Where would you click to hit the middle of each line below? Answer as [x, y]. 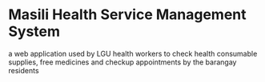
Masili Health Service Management [127, 15]
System [34, 31]
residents [24, 70]
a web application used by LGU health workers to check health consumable [133, 53]
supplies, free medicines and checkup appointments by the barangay [122, 62]
